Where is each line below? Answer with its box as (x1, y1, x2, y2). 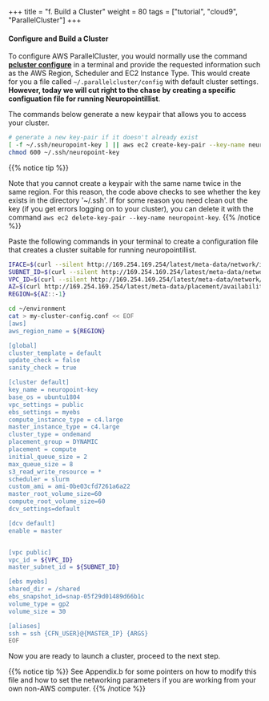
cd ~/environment (8, 304, 66, 313)
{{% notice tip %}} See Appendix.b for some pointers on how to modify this (8, 667, 257, 676)
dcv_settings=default (8, 505, 81, 514)
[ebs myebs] (8, 578, 48, 586)
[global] (8, 341, 38, 349)
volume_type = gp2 (8, 600, 70, 608)
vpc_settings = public (8, 401, 84, 409)
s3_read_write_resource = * (8, 468, 102, 476)
